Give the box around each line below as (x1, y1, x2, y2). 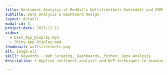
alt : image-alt (5, 49, 37, 54)
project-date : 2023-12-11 (5, 26, 59, 31)
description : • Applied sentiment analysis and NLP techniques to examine (5, 58, 164, 63)
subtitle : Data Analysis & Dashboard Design (5, 12, 99, 17)
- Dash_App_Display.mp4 (9, 35, 59, 40)
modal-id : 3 (5, 21, 30, 26)
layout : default (5, 16, 39, 21)
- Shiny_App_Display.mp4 (9, 40, 61, 45)
